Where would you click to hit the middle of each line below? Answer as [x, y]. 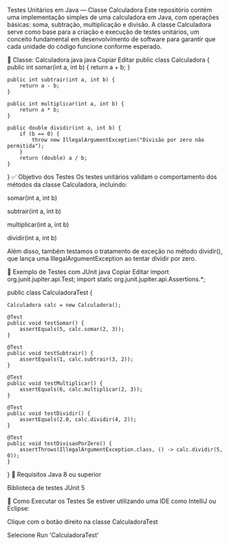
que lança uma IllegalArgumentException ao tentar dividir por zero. [102, 258]
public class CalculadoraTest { [50, 292]
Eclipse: [18, 508]
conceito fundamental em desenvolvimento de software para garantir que [111, 39]
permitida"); [26, 146]
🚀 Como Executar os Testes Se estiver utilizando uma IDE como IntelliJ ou [112, 501]
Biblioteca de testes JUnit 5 [46, 488]
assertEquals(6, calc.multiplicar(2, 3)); [81, 389]
